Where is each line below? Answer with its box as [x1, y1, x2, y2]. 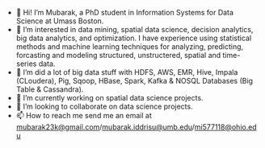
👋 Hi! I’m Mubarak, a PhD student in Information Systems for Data [15, 8, 234, 17]
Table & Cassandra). [15, 84, 84, 94]
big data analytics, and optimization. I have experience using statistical [15, 33, 252, 43]
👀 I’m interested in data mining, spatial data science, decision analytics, [15, 25, 254, 34]
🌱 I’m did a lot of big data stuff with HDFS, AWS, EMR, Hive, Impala [15, 68, 238, 76]
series [15, 59, 37, 68]
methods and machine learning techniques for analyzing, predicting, [15, 42, 244, 51]
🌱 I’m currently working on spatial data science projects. [15, 93, 204, 102]
